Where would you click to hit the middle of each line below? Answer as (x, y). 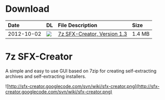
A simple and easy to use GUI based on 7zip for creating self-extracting (81, 71)
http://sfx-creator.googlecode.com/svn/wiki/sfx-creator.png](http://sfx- (84, 86)
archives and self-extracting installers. (46, 76)
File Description (78, 25)
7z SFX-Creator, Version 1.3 (92, 34)
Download (27, 9)
